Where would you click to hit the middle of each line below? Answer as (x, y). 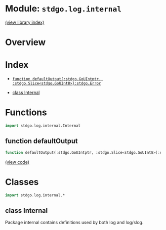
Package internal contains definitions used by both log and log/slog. (74, 223)
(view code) (17, 162)
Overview (25, 42)
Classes (22, 182)
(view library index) (25, 22)
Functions (26, 113)
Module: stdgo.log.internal (63, 9)
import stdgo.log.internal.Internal (43, 126)
